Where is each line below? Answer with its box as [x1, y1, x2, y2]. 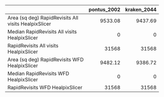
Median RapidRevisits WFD [7, 70, 69, 77]
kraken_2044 [125, 6, 157, 13]
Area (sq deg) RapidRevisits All [7, 15, 79, 21]
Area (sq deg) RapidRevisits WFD [7, 56, 84, 63]
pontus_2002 [88, 6, 121, 13]
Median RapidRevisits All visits [7, 29, 77, 35]
